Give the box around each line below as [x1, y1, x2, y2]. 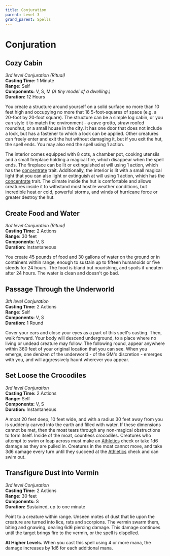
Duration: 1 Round [5, 320, 44, 326]
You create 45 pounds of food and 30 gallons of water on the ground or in [5, 254, 160, 260]
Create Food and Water [5, 209, 80, 218]
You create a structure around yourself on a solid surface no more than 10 [5, 103, 160, 110]
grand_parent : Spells [5, 17, 51, 22]
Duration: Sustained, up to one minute [5, 503, 85, 510]
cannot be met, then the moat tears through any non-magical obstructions [5, 427, 161, 433]
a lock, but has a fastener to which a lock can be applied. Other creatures [5, 130, 159, 137]
